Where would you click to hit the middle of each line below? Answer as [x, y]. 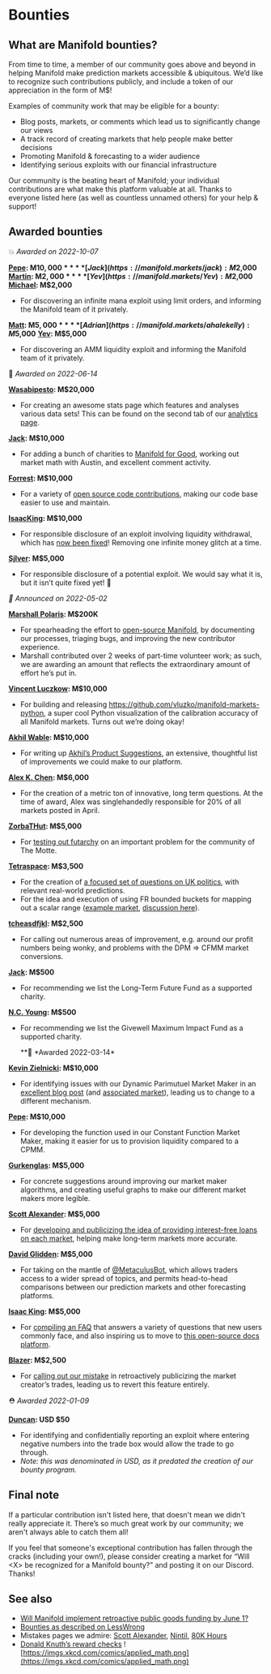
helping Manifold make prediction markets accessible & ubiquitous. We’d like [136, 73]
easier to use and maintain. [65, 502]
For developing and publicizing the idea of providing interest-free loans [138, 1229]
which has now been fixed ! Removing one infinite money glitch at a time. [141, 542]
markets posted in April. [60, 810]
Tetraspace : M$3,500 [46, 866]
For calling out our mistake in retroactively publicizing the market [128, 1375]
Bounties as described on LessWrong [83, 1627]
